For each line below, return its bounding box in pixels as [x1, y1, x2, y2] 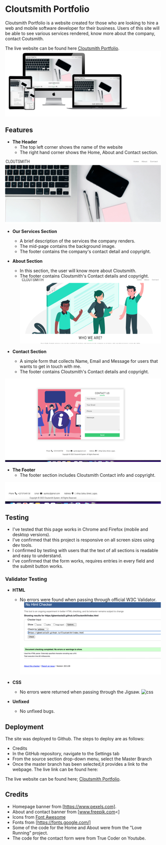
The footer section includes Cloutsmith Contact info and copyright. [19, 472, 156, 478]
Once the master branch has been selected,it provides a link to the [12, 761, 148, 767]
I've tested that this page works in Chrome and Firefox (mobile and [12, 526, 148, 532]
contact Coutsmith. [5, 36, 44, 42]
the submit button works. [12, 563, 63, 569]
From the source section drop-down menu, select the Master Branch [12, 756, 152, 762]
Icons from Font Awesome [12, 814, 66, 820]
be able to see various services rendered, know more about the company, [5, 30, 156, 36]
